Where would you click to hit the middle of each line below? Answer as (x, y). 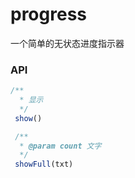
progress (48, 14)
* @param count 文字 (60, 146)
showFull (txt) (44, 164)
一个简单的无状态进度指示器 (67, 43)
